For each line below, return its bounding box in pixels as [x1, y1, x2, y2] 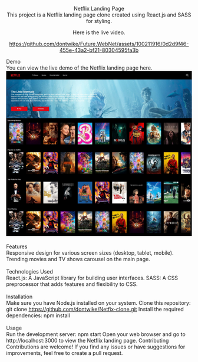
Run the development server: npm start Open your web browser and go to [6, 331, 186, 338]
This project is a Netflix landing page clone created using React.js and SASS [6, 11, 192, 18]
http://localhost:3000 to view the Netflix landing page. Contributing [6, 337, 169, 344]
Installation [6, 293, 33, 300]
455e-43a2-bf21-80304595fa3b [59, 47, 139, 54]
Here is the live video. [72, 29, 126, 36]
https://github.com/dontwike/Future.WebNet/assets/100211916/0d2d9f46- [9, 41, 189, 47]
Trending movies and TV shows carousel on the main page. [6, 256, 150, 263]
